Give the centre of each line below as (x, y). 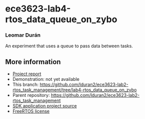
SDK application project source (44, 106)
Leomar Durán (23, 35)
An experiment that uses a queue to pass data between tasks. (69, 46)
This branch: (26, 85)
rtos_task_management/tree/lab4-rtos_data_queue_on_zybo (75, 90)
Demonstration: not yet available (46, 79)
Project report (27, 74)
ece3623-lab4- (38, 9)
